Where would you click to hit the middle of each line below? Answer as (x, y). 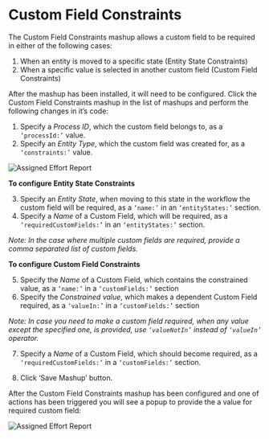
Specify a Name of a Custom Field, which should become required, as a (139, 353)
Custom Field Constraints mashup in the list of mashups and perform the (128, 102)
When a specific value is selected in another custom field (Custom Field (139, 69)
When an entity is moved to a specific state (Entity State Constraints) (134, 61)
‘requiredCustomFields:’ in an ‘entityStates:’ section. (112, 224)
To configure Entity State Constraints (71, 183)
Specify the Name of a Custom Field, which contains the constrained (134, 280)
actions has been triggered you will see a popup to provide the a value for (130, 402)
